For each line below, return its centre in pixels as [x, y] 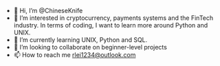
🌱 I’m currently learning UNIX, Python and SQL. [80, 40]
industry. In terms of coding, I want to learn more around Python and [111, 25]
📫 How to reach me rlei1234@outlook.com [75, 55]
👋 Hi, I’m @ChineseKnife [48, 11]
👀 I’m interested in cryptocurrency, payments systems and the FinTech [113, 18]
